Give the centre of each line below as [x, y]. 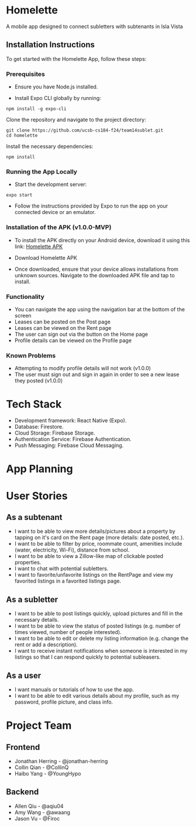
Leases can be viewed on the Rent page [63, 328]
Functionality [25, 297]
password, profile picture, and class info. [63, 702]
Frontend [23, 747]
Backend [23, 792]
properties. [28, 563]
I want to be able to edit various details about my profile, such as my [97, 695]
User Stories [37, 496]
